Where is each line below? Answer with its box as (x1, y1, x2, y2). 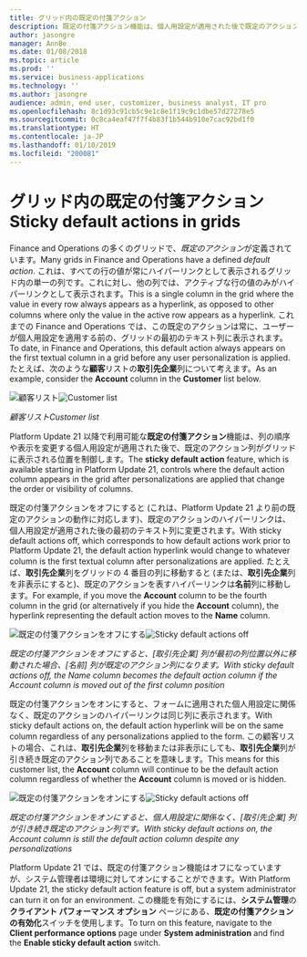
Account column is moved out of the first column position (9, 679, 225, 690)
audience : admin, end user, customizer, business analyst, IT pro (9, 98, 267, 108)
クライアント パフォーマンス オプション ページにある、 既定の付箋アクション (9, 905, 294, 917)
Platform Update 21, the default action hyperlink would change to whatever (9, 545, 291, 556)
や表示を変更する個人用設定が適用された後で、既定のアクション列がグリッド (9, 442, 296, 452)
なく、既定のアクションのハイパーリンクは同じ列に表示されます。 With (9, 709, 273, 721)
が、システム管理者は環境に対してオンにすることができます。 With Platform (9, 873, 291, 884)
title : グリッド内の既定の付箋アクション (9, 13, 147, 23)
